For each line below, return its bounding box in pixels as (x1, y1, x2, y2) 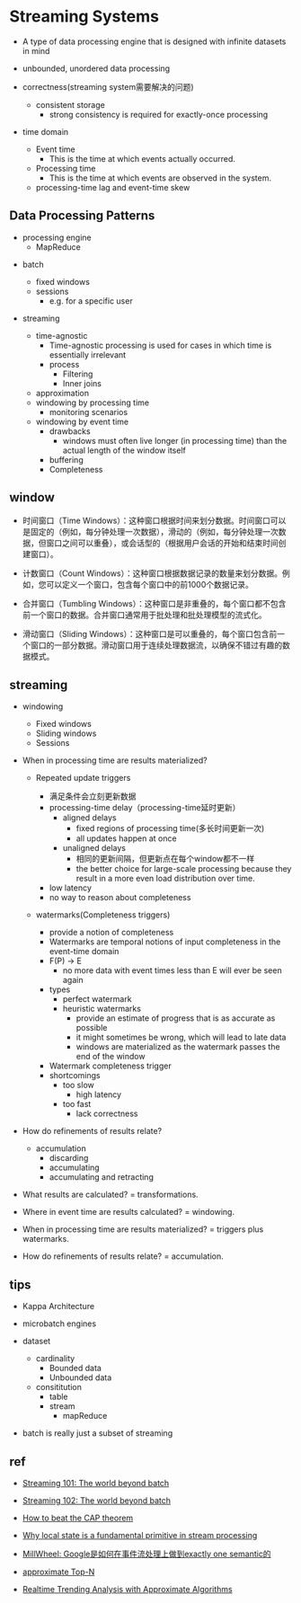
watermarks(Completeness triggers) (35, 909, 171, 920)
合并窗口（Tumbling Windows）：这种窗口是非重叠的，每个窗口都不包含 (22, 598, 287, 608)
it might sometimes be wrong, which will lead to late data (75, 1032, 287, 1043)
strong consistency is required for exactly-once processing (49, 109, 269, 120)
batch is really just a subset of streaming (22, 1428, 173, 1439)
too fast (62, 1099, 92, 1110)
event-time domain (49, 946, 120, 957)
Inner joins (62, 377, 102, 388)
